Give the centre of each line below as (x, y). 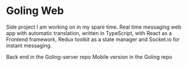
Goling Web (35, 11)
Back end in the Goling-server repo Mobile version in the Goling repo (89, 57)
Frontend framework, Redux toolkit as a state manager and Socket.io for (93, 39)
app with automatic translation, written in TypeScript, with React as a (89, 33)
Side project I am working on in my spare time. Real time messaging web (94, 27)
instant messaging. (29, 46)
